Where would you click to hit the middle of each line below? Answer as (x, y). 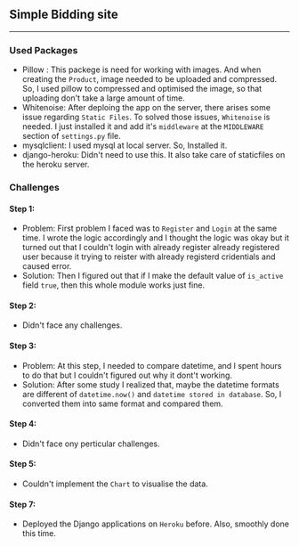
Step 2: (23, 306)
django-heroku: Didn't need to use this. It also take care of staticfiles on (154, 155)
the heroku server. (56, 165)
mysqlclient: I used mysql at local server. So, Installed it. (125, 145)
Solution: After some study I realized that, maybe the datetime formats (151, 384)
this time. (39, 534)
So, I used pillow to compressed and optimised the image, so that (142, 89)
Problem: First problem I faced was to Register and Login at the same (149, 228)
